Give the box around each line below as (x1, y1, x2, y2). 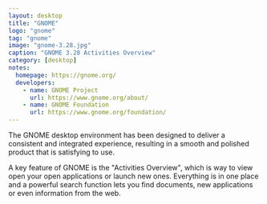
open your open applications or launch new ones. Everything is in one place (8, 171, 259, 181)
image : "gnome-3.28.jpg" (8, 42, 91, 50)
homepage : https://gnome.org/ (15, 71, 116, 79)
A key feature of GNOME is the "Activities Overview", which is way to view (8, 163, 253, 172)
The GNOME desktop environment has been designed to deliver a (8, 130, 226, 140)
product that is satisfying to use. (8, 147, 115, 157)
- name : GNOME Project (22, 86, 99, 94)
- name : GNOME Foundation (22, 101, 110, 109)
